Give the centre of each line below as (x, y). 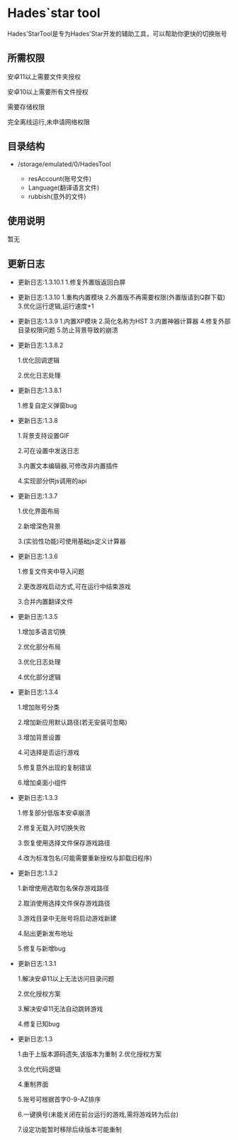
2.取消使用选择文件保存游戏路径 (64, 904)
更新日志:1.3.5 (38, 617)
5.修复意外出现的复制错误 (55, 767)
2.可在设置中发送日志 (49, 451)
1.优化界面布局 (39, 511)
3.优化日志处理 (39, 662)
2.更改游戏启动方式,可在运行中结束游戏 (74, 586)
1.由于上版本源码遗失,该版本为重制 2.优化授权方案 (90, 1054)
